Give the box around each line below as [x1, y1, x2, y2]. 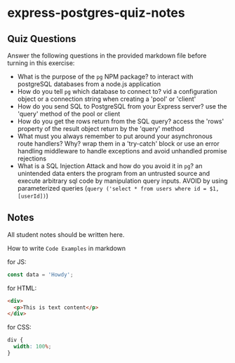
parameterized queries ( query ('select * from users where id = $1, [17, 184, 220, 192]
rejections [17, 154, 47, 163]
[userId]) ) [17, 191, 49, 200]
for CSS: [7, 323, 32, 331]
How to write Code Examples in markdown [7, 244, 126, 252]
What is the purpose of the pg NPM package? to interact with [17, 72, 194, 81]
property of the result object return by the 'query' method [17, 125, 184, 132]
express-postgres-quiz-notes [7, 5, 185, 21]
